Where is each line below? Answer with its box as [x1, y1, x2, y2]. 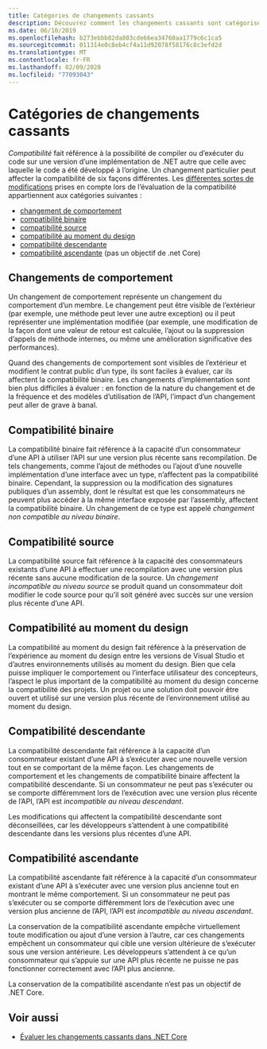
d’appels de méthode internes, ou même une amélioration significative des [8, 335, 253, 344]
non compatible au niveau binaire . [8, 512, 121, 521]
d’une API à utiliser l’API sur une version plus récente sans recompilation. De [8, 453, 257, 463]
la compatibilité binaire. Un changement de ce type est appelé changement [8, 504, 255, 513]
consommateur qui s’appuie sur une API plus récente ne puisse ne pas [8, 955, 239, 966]
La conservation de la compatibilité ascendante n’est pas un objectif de [8, 979, 242, 989]
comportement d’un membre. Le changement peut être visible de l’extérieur [8, 300, 256, 310]
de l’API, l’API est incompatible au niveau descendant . [8, 796, 184, 806]
